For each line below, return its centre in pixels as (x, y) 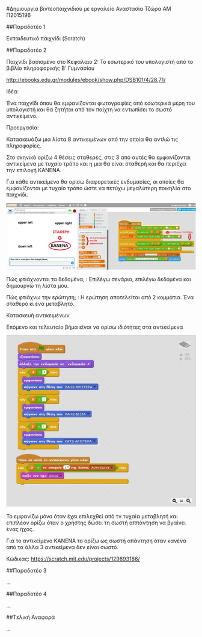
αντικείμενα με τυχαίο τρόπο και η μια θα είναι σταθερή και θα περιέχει (96, 164)
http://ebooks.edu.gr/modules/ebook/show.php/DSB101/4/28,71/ (86, 80)
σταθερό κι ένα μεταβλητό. (41, 303)
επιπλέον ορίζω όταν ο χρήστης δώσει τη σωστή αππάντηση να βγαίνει (96, 523)
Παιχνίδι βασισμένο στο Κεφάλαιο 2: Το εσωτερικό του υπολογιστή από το (100, 62)
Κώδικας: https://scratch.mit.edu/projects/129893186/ (73, 559)
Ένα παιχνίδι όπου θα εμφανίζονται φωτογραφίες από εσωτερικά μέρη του (101, 103)
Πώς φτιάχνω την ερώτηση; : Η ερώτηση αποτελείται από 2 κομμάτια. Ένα (100, 297)
